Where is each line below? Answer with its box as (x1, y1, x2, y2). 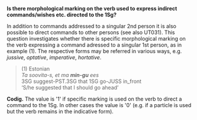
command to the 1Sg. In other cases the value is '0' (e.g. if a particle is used (7, 102, 192, 108)
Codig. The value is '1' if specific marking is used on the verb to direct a (7, 95, 182, 102)
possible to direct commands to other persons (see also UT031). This (7, 29, 175, 36)
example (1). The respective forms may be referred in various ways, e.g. (7, 48, 182, 55)
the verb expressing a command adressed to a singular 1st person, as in (7, 41, 182, 48)
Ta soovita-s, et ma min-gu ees (21, 72, 99, 78)
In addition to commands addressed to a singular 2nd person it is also (7, 23, 177, 29)
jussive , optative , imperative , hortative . (7, 54, 102, 61)
